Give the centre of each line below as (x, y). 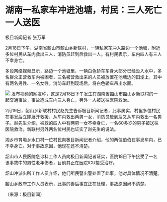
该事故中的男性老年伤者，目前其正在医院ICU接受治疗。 (61, 162)
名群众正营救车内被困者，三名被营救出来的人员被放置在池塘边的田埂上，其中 (83, 77)
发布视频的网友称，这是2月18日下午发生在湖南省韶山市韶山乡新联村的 (82, 94)
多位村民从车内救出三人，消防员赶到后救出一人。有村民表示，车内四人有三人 (83, 54)
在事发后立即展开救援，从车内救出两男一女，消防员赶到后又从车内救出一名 (81, 117)
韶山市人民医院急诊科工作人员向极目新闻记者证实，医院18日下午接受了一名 (82, 156)
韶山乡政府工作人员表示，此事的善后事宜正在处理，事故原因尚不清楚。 (77, 184)
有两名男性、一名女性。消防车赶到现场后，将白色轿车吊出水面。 (70, 83)
